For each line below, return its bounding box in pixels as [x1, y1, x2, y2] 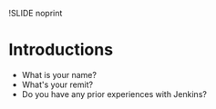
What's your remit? [21, 79, 93, 90]
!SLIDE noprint [8, 8, 63, 18]
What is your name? [21, 69, 98, 80]
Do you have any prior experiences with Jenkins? [21, 88, 207, 99]
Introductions [8, 40, 114, 60]
